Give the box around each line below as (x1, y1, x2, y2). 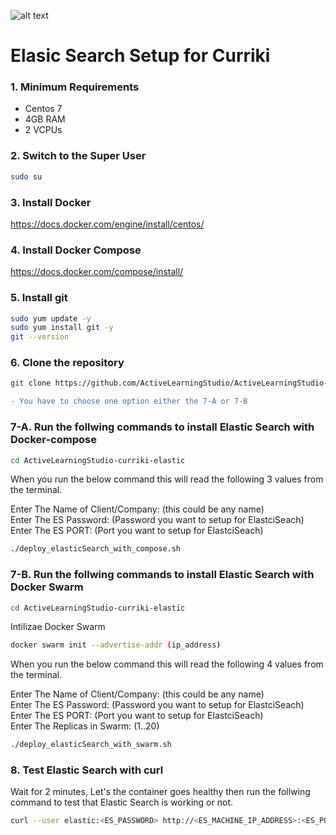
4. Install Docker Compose (10, 243, 142, 257)
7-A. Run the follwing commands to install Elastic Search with (10, 420, 315, 434)
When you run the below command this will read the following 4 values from (10, 658, 324, 670)
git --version (10, 332, 70, 342)
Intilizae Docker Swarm (10, 621, 106, 633)
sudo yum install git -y (10, 323, 114, 333)
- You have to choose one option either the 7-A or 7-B (10, 396, 248, 407)
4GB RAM (24, 113, 66, 125)
